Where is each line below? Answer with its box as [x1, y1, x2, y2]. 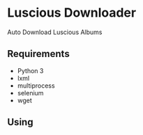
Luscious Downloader [7, 5, 137, 21]
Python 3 [17, 66, 44, 74]
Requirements [7, 48, 70, 60]
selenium [17, 88, 44, 97]
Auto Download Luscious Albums [7, 28, 103, 36]
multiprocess [17, 81, 55, 90]
